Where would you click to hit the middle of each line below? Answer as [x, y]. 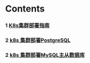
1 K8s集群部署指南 [27, 26]
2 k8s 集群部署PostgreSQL [38, 40]
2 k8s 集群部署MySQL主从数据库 [45, 55]
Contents [25, 9]
